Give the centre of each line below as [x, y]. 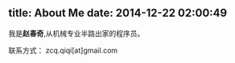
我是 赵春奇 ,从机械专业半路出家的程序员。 [76, 33]
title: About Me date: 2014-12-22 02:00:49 [118, 13]
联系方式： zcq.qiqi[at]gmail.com [63, 50]
